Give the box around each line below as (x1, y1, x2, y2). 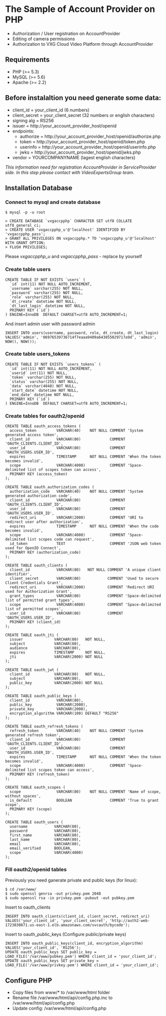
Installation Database (5, 184, 73, 192)
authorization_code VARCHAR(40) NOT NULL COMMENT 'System (9, 489, 143, 494)
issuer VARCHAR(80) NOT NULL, (9, 637, 106, 642)
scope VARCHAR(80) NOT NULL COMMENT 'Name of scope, (9, 789, 162, 794)
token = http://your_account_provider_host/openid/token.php (19, 138, 145, 145)
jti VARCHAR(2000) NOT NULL (9, 654, 103, 659)
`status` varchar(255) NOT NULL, (9, 379, 79, 384)
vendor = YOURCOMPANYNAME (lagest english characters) (12, 154, 136, 160)
